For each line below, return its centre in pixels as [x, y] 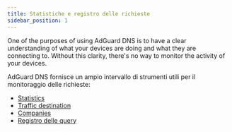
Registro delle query [47, 120]
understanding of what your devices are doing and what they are [102, 48]
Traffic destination [44, 105]
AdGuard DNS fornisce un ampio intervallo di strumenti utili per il [101, 77]
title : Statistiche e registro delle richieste [79, 14]
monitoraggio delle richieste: [49, 84]
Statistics [31, 98]
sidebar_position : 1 [38, 20]
